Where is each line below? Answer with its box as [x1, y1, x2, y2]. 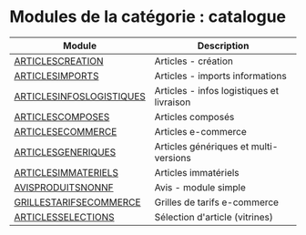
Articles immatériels [154, 166, 240, 179]
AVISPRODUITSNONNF [14, 180, 114, 193]
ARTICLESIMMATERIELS [14, 166, 118, 179]
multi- [250, 139, 279, 152]
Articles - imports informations [154, 69, 287, 82]
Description [197, 39, 250, 52]
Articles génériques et [154, 139, 250, 152]
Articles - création [154, 55, 234, 67]
